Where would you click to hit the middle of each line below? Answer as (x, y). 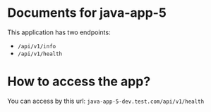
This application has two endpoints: (59, 32)
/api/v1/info (37, 46)
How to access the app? (79, 82)
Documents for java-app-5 (87, 13)
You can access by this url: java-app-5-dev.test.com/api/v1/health (106, 101)
